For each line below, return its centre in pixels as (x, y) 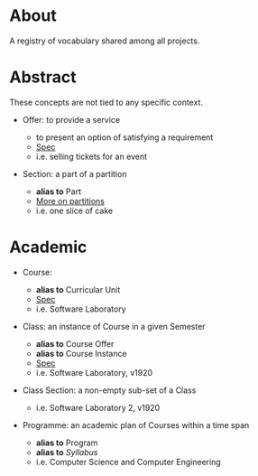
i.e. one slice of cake (74, 210)
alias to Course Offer (75, 343)
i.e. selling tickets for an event (91, 156)
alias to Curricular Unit (78, 289)
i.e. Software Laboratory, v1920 (94, 372)
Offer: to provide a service (71, 119)
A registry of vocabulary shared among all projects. (105, 41)
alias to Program (67, 443)
